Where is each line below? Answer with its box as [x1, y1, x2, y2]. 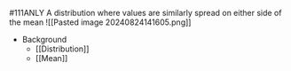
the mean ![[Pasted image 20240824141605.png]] [9, 17, 192, 28]
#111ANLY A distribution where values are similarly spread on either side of [9, 8, 282, 18]
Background [21, 35, 67, 44]
